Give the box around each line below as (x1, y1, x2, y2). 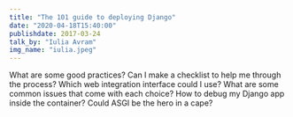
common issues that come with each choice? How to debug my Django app (9, 89, 285, 99)
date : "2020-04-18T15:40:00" (9, 21, 117, 30)
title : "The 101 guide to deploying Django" (9, 12, 176, 22)
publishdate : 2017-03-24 (9, 29, 101, 38)
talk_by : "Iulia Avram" (9, 37, 97, 47)
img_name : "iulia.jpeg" (9, 46, 97, 55)
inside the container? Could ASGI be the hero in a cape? (9, 98, 213, 108)
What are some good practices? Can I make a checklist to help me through (9, 69, 281, 80)
